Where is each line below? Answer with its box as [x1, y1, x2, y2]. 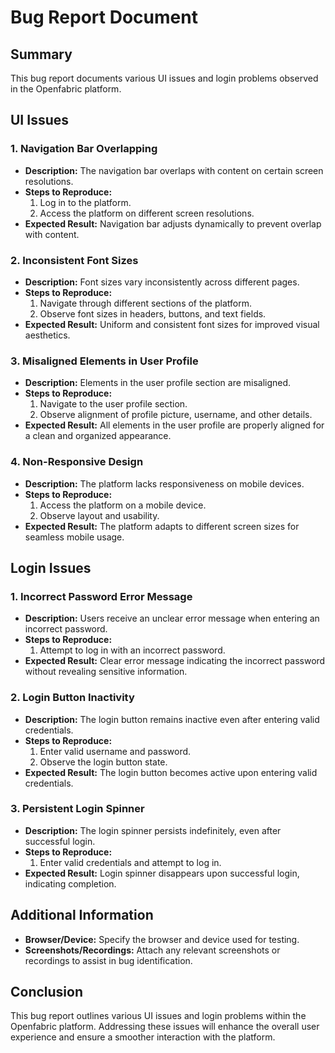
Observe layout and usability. [39, 509, 160, 521]
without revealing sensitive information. [24, 666, 188, 678]
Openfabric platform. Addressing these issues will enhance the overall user [10, 1021, 320, 1033]
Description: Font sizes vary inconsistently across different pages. [24, 276, 300, 288]
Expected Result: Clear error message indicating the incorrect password [24, 655, 326, 667]
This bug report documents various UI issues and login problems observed [10, 72, 319, 84]
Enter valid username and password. [39, 745, 192, 757]
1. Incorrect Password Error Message [10, 589, 193, 603]
